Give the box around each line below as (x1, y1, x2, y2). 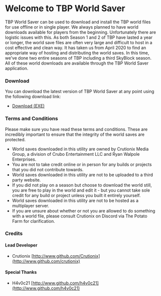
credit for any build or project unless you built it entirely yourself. (12, 192, 141, 198)
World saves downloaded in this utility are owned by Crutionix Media (12, 146, 149, 152)
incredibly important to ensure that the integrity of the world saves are (5, 132, 145, 137)
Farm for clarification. (12, 218, 55, 224)
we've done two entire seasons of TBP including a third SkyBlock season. (5, 55, 152, 61)
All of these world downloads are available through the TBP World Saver (5, 60, 149, 66)
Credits (5, 230, 23, 237)
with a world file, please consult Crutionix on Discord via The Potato (12, 213, 147, 219)
